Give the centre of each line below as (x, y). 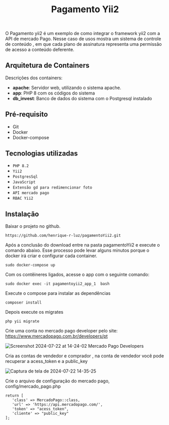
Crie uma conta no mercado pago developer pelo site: (61, 331)
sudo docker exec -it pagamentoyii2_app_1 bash (57, 284)
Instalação (22, 214)
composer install (24, 303)
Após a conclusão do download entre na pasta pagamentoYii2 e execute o (83, 245)
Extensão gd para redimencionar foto (52, 188)
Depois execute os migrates (34, 312)
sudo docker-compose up (30, 265)
